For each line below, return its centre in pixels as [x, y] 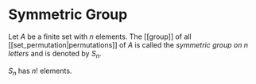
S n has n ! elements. [40, 71]
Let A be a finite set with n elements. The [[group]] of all [100, 36]
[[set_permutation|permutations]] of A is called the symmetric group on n [128, 44]
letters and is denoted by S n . [55, 54]
